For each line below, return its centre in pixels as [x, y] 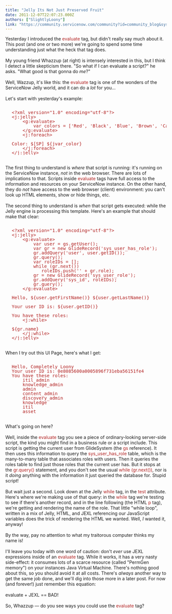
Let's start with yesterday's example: [44, 99]
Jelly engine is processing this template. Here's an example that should [80, 211]
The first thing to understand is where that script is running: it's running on [84, 168]
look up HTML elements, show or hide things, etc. [58, 195]
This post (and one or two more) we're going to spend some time [74, 45]
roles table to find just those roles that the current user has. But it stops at [83, 465]
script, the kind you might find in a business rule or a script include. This [81, 443]
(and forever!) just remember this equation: [51, 584]
